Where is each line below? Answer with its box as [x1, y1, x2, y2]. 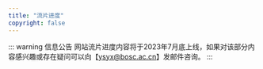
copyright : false [8, 19, 66, 27]
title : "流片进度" [8, 11, 65, 20]
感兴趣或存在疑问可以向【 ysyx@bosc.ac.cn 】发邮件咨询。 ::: [14, 52, 213, 61]
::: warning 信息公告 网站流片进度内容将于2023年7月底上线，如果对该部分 [8, 41, 248, 52]
